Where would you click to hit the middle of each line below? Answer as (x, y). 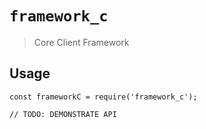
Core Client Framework (81, 42)
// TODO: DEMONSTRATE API (63, 114)
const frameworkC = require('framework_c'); (103, 97)
